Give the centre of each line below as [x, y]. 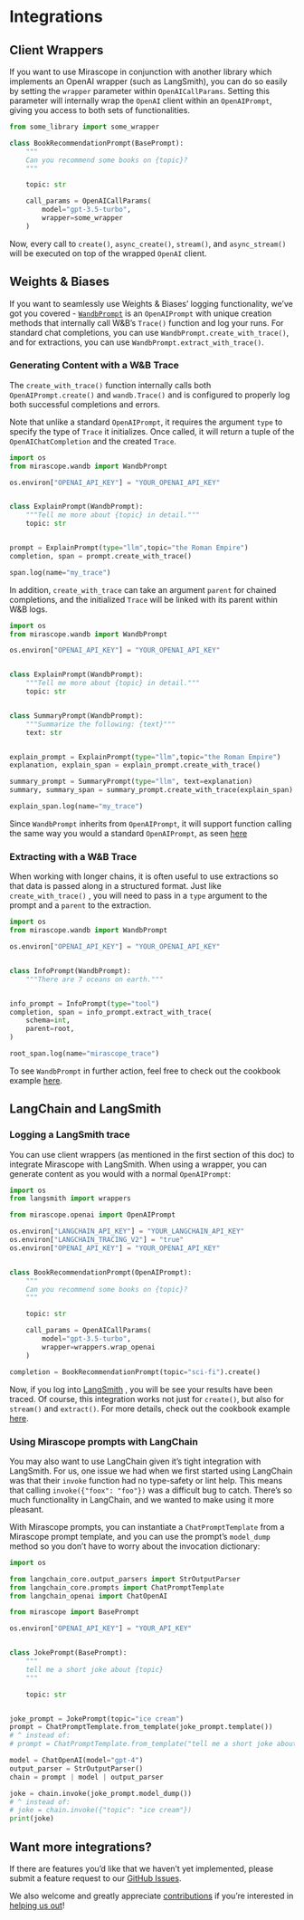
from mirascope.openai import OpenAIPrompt [93, 1215]
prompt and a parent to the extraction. [81, 905]
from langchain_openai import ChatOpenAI [89, 1596]
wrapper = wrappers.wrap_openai [99, 1347]
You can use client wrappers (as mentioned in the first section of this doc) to [152, 1154]
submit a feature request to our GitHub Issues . [95, 1878]
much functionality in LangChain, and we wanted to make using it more [142, 1499]
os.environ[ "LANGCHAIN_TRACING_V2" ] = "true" [96, 1240]
